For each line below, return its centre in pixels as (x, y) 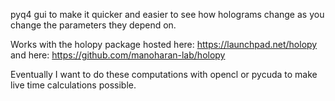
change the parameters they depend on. (93, 25)
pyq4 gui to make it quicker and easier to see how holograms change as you (167, 14)
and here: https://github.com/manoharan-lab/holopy (118, 55)
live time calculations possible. (73, 85)
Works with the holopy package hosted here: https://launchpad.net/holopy (164, 44)
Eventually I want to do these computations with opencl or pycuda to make (164, 74)
